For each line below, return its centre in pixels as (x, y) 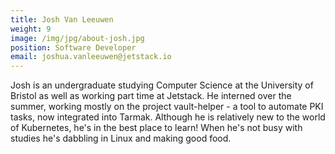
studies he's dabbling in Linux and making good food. (121, 138)
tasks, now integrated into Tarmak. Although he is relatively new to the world (168, 117)
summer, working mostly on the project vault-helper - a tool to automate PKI (167, 107)
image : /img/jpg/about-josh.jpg (77, 38)
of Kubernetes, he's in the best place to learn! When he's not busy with (156, 128)
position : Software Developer (73, 47)
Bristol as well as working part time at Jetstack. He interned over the (151, 96)
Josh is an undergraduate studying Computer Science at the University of (162, 85)
